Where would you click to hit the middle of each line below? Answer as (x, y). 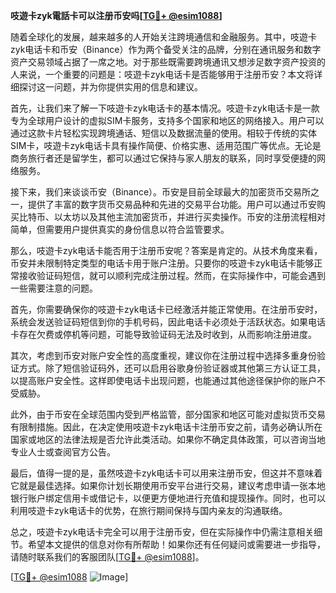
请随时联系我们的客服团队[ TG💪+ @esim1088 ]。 (107, 557)
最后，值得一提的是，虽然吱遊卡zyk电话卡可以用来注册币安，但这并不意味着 (166, 473)
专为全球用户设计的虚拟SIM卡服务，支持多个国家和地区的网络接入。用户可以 (167, 120)
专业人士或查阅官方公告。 (63, 452)
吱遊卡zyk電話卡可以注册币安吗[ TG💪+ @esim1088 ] (116, 15)
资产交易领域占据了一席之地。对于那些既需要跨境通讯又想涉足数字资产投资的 (168, 62)
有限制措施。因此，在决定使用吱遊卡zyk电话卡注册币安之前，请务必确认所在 (166, 427)
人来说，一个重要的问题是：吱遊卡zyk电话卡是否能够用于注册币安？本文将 (162, 74)
